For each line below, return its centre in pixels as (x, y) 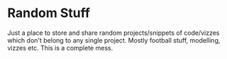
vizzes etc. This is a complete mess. (60, 48)
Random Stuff (49, 13)
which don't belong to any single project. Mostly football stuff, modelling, (114, 40)
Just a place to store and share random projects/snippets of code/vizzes (113, 33)
